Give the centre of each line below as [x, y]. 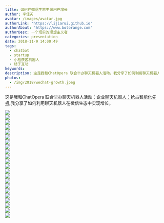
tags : [10, 46]
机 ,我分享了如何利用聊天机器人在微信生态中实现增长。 [59, 103]
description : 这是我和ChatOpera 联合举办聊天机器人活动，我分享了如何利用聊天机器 [81, 73]
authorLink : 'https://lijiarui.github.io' [49, 23]
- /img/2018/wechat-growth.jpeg [42, 82]
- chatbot [19, 50]
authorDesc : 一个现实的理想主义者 [36, 32]
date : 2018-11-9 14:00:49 [31, 42]
